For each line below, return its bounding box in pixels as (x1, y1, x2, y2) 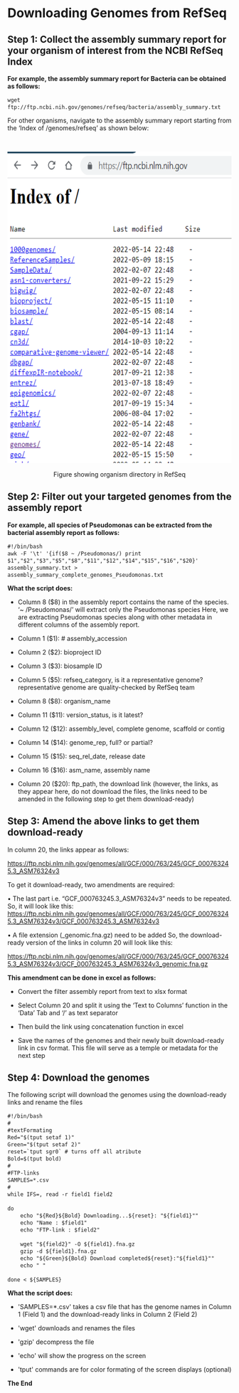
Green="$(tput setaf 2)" (7, 1141, 81, 1148)
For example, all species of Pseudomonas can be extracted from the (7, 521, 213, 529)
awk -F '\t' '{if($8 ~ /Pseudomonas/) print (7, 550, 142, 557)
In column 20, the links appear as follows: (7, 845, 129, 854)
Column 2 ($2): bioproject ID (17, 647, 102, 656)
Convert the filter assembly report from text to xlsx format (17, 987, 187, 995)
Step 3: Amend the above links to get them (7, 815, 200, 827)
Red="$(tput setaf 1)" (7, 1134, 75, 1141)
